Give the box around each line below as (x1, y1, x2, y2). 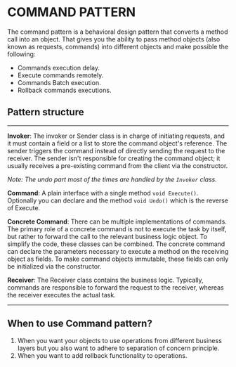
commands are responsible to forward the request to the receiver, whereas (7, 283, 224, 292)
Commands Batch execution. (17, 78, 101, 86)
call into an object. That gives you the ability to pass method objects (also (7, 34, 221, 43)
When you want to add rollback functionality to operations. (17, 351, 188, 359)
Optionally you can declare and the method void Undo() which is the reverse (7, 196, 228, 205)
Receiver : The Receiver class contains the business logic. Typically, (7, 276, 204, 284)
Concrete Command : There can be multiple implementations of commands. (7, 217, 227, 226)
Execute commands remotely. (17, 71, 104, 79)
